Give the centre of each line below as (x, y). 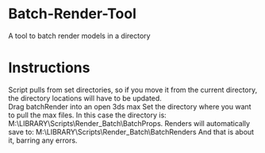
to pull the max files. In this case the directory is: (87, 115)
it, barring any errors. (43, 140)
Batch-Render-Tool (73, 14)
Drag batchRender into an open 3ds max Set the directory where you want (130, 106)
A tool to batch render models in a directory (79, 36)
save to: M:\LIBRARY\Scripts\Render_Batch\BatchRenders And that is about (131, 132)
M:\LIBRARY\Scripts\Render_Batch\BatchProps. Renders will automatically (129, 123)
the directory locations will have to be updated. (85, 98)
